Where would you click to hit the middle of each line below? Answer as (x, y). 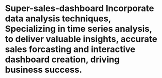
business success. (44, 70)
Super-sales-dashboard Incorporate (80, 8)
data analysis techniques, (58, 19)
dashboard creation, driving (62, 59)
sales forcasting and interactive (70, 49)
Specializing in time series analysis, (79, 29)
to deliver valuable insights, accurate (81, 39)
